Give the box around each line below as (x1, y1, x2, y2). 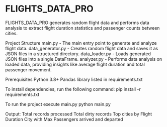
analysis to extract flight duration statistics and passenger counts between (5, 25, 160, 31)
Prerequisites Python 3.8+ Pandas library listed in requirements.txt (5, 76, 143, 82)
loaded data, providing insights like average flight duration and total (5, 61, 145, 67)
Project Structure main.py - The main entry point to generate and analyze (5, 40, 157, 46)
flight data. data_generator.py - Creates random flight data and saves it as (5, 45, 158, 51)
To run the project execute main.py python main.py (5, 101, 111, 107)
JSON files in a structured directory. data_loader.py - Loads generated (5, 51, 151, 57)
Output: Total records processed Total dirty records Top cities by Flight (5, 111, 152, 117)
